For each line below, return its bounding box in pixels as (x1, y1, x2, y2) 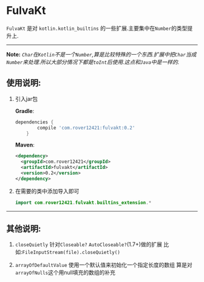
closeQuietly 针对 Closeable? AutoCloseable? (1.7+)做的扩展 (15, 241, 163, 248)
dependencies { (15, 119, 54, 125)
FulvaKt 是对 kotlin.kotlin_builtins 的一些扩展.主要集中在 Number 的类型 (6, 24, 188, 32)
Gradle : (15, 107, 35, 114)
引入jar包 (15, 95, 38, 102)
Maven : (15, 141, 35, 149)
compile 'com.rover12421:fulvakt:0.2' (37, 125, 135, 131)
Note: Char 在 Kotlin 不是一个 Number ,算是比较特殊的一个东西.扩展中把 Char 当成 (6, 50, 197, 58)
